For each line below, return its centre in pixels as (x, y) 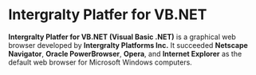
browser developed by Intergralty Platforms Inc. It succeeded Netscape (128, 45)
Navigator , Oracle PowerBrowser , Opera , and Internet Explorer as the (125, 53)
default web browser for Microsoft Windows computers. (100, 62)
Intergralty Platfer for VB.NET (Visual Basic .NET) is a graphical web (122, 37)
